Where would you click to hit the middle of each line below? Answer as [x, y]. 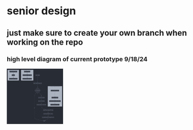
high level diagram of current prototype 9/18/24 [77, 59]
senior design [41, 11]
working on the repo [45, 42]
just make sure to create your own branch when [97, 33]
